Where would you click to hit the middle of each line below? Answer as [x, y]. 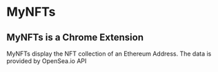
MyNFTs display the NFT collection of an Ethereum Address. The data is [109, 53]
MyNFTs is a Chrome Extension [75, 37]
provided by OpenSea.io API [47, 61]
